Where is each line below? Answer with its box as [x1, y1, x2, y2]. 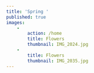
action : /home [27, 31, 62, 36]
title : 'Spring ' [6, 8, 49, 15]
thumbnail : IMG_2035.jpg [27, 58, 89, 64]
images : [6, 19, 25, 25]
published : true [6, 14, 46, 20]
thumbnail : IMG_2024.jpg [27, 42, 89, 48]
